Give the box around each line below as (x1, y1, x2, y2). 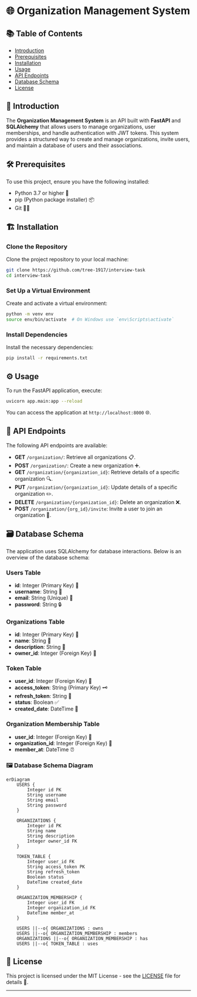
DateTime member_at (27, 910, 75, 916)
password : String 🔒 (14, 601, 62, 608)
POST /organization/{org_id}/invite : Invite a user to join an (14, 505, 163, 512)
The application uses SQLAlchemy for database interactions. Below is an (6, 547, 182, 554)
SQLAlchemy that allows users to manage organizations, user (6, 123, 156, 130)
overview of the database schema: (6, 554, 90, 561)
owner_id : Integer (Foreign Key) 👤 (14, 649, 97, 657)
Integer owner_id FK (27, 838, 77, 845)
